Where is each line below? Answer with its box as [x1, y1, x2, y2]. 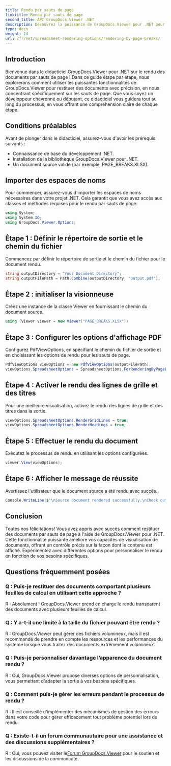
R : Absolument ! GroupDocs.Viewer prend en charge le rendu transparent [5, 601, 160, 607]
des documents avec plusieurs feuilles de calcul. [5, 606, 107, 612]
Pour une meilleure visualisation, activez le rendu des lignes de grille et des [5, 402, 163, 408]
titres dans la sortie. [5, 408, 47, 414]
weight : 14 [5, 31, 28, 36]
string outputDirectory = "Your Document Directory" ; [5, 271, 122, 276]
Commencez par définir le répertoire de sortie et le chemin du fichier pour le [5, 255, 165, 261]
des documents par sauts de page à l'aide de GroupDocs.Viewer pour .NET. [5, 531, 164, 537]
